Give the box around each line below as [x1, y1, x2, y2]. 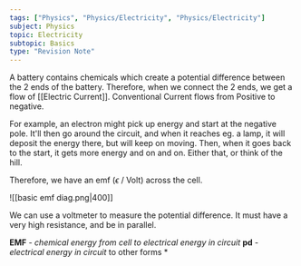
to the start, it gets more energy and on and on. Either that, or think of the [9, 147, 284, 159]
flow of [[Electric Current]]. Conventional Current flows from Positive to [9, 92, 276, 103]
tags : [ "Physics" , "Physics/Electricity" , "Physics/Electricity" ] [9, 13, 266, 23]
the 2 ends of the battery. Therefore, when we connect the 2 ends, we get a [9, 82, 293, 93]
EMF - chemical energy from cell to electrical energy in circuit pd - [9, 237, 259, 248]
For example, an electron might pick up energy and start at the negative [9, 119, 277, 130]
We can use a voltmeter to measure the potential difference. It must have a [9, 210, 288, 221]
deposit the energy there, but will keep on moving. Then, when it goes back [9, 138, 292, 149]
